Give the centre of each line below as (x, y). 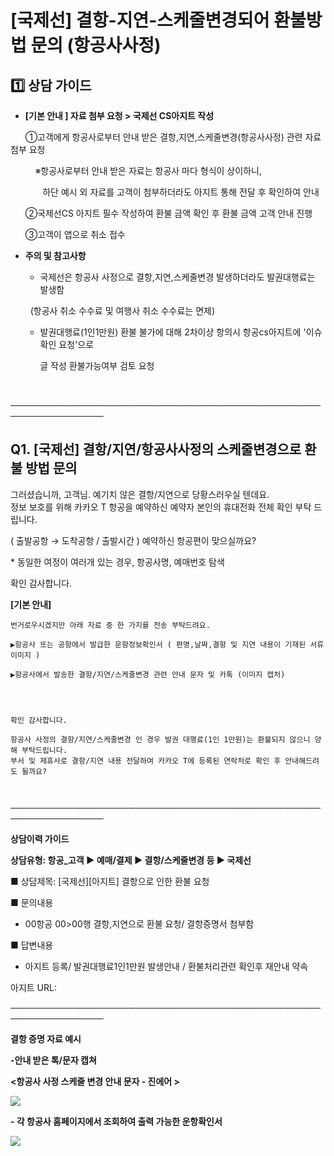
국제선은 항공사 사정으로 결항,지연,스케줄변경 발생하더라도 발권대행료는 (177, 277)
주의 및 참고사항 (55, 255)
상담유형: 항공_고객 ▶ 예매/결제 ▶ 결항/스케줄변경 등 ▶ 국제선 (131, 860)
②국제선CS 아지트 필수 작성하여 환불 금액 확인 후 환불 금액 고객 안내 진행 (168, 213)
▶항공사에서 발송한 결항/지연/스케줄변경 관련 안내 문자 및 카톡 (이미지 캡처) (148, 674)
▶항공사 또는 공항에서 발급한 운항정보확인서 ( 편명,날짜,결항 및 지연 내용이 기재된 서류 (167, 644)
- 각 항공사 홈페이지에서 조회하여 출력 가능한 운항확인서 (116, 1121)
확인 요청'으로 (67, 344)
